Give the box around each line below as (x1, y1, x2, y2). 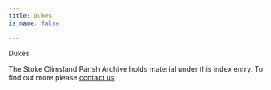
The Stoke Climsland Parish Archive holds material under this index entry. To (8, 63, 264, 73)
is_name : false (8, 19, 60, 27)
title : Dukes (8, 11, 53, 20)
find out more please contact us (8, 72, 115, 82)
